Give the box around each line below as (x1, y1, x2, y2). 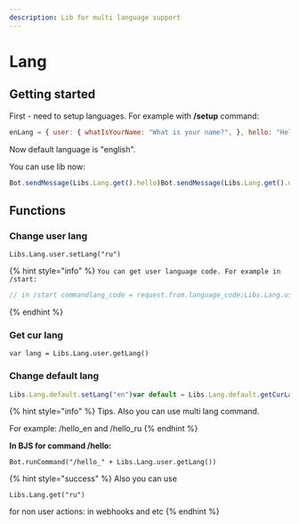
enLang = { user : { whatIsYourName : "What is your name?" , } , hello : (9, 127, 273, 136)
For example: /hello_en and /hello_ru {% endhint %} (9, 423, 198, 434)
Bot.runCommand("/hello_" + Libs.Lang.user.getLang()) (9, 458, 217, 467)
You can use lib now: (9, 161, 86, 172)
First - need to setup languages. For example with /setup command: (9, 111, 260, 121)
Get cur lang (9, 329, 64, 341)
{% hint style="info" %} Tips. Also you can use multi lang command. (9, 406, 260, 417)
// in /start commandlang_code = (9, 291, 133, 299)
